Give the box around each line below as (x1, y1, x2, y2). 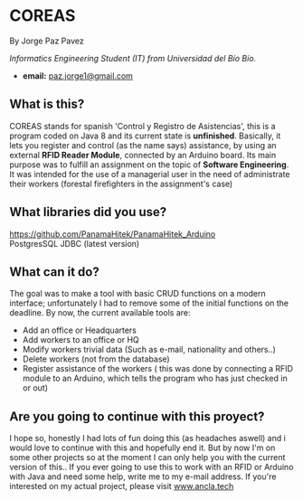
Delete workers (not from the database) (22, 354, 170, 364)
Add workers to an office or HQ (22, 335, 140, 345)
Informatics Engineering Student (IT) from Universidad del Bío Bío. (9, 52, 257, 63)
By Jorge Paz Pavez (9, 35, 84, 46)
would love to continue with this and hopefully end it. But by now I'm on (9, 442, 276, 453)
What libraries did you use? (9, 204, 167, 220)
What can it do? (9, 264, 99, 279)
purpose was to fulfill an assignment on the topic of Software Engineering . (9, 159, 289, 170)
